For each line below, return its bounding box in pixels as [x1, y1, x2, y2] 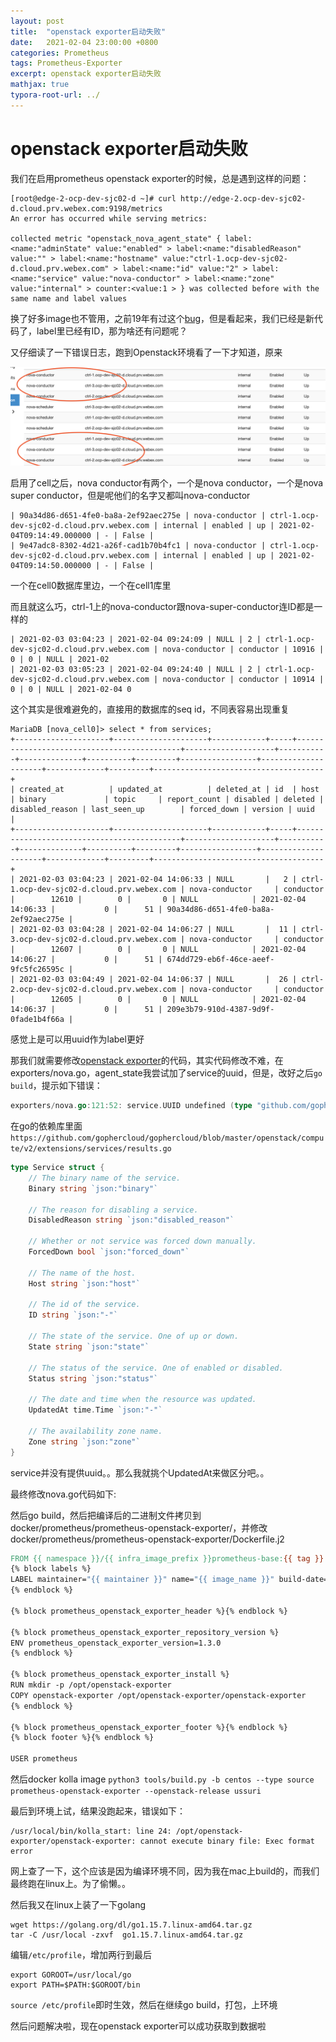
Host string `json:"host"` [28, 1278, 141, 1289]
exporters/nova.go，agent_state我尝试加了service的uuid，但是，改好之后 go [10, 1067, 323, 1079]
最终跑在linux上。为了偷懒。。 [10, 1878, 131, 1890]
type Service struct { [10, 1163, 105, 1173]
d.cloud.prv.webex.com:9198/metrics [10, 203, 163, 214]
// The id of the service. [28, 1300, 141, 1310]
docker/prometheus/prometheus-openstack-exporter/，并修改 [10, 1521, 268, 1534]
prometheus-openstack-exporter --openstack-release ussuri [10, 1786, 262, 1797]
